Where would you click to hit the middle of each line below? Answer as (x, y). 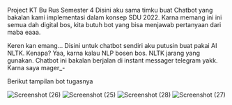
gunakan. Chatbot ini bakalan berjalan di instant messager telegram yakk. (113, 60)
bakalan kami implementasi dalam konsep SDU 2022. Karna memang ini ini (115, 17)
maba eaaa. (24, 32)
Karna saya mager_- (36, 68)
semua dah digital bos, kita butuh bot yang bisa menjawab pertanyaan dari (114, 25)
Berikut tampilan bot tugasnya (50, 81)
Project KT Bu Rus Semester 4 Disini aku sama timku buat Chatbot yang (110, 10)
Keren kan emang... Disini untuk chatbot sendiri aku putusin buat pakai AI (112, 46)
